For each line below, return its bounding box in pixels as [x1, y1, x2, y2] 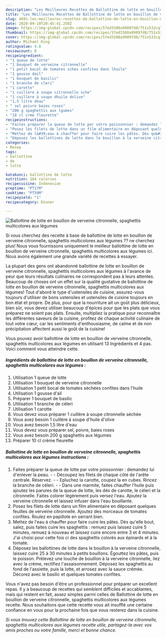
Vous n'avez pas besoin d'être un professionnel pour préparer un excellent [5, 581, 157, 587]
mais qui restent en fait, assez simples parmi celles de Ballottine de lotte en [5, 592, 158, 598]
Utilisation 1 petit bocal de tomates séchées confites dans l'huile [12, 385, 143, 391]
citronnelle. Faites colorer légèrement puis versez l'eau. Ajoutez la [12, 493, 147, 499]
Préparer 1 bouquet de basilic [12, 396, 73, 402]
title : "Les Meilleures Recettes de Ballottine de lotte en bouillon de [5, 12, 158, 17]
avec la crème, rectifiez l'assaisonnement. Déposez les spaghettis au [12, 561, 153, 567]
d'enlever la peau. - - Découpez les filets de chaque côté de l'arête [12, 472, 149, 478]
